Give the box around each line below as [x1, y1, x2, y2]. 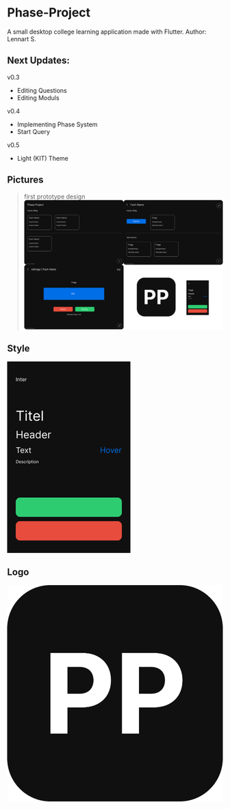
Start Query [16, 127, 50, 135]
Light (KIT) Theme [16, 154, 68, 162]
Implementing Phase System [16, 120, 98, 128]
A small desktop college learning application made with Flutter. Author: [7, 27, 207, 36]
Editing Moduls [16, 93, 60, 102]
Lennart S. [7, 34, 36, 43]
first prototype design [23, 192, 86, 201]
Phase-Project [7, 5, 91, 21]
